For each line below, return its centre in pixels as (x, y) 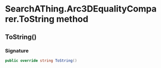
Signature (17, 51)
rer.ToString (30, 19)
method (72, 19)
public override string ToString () (41, 61)
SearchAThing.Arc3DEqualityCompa (81, 9)
